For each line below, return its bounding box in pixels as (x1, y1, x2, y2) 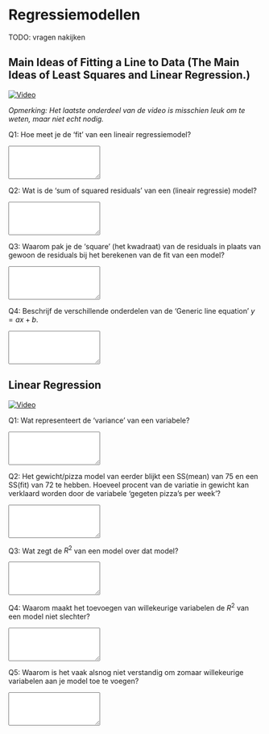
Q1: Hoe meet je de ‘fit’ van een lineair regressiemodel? (8, 129, 192, 139)
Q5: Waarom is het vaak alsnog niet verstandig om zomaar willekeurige (8, 667, 244, 677)
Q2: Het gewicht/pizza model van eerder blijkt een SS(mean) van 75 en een (8, 471, 259, 481)
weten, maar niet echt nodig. (8, 114, 105, 123)
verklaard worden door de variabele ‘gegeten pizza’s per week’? (8, 488, 221, 498)
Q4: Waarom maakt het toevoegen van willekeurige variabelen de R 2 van (8, 602, 250, 612)
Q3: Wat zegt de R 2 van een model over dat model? (8, 544, 179, 556)
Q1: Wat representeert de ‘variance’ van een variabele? (8, 415, 190, 425)
